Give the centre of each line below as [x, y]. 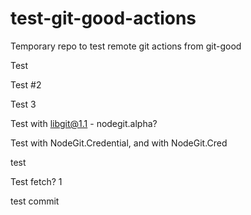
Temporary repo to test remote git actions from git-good [126, 46]
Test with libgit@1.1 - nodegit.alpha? [84, 123]
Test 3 [23, 104]
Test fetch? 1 [36, 181]
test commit [35, 201]
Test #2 [26, 84]
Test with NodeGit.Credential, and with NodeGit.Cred [119, 143]
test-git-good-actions [103, 18]
